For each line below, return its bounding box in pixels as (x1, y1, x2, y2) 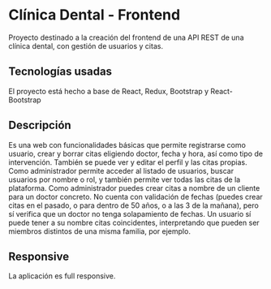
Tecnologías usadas (8, 65, 112, 79)
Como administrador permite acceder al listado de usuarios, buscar (8, 166, 234, 175)
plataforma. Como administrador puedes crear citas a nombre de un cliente (8, 183, 260, 192)
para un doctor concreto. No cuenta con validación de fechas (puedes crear (8, 192, 264, 201)
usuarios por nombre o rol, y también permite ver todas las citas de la (8, 175, 241, 184)
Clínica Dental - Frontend (8, 6, 181, 24)
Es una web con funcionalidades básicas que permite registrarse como (8, 140, 246, 149)
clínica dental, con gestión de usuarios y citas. (8, 41, 164, 50)
